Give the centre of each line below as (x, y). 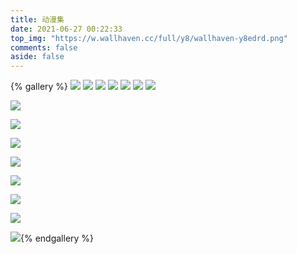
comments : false (44, 47)
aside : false (37, 57)
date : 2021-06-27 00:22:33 (66, 29)
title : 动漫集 (37, 19)
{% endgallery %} (57, 238)
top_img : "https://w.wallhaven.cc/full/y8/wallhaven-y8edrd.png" (149, 38)
